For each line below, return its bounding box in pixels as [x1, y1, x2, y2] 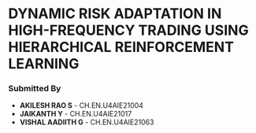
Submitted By [8, 83, 61, 94]
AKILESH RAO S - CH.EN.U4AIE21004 [19, 101, 144, 110]
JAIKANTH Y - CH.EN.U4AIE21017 [19, 109, 132, 119]
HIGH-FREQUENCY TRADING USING [8, 21, 250, 39]
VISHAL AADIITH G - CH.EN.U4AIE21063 [19, 117, 154, 127]
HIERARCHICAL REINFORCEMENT [8, 39, 235, 56]
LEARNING [8, 55, 80, 73]
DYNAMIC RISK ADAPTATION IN [8, 5, 222, 23]
